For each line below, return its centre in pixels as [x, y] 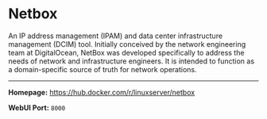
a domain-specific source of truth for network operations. [103, 69]
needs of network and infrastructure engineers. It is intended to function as [132, 61]
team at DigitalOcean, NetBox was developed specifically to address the [126, 52]
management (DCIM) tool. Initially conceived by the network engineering [127, 44]
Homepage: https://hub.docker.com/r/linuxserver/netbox [102, 92]
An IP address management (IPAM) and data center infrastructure [116, 36]
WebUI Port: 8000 [37, 107]
